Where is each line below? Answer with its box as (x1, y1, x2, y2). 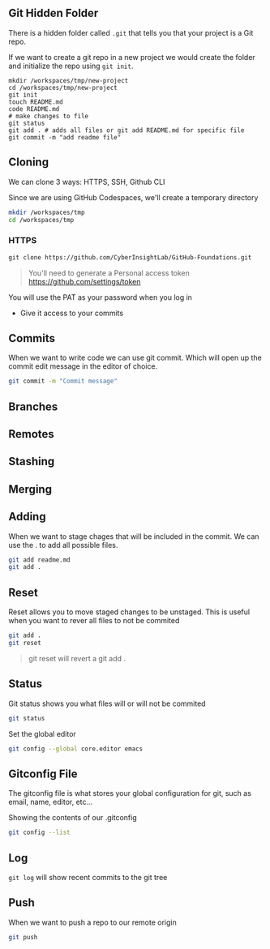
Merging (8, 482, 53, 496)
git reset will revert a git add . (28, 653, 126, 663)
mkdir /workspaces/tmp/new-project (8, 76, 129, 84)
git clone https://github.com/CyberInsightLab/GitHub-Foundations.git (8, 253, 252, 262)
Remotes (8, 427, 54, 441)
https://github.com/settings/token (28, 276, 141, 286)
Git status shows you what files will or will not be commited (8, 699, 206, 708)
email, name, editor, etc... (8, 797, 93, 807)
